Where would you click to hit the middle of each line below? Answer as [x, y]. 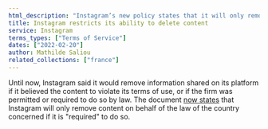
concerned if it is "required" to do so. [69, 116]
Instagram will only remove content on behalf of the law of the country [124, 107]
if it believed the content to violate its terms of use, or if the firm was [120, 91]
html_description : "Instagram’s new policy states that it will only [126, 16]
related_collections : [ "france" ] [64, 61]
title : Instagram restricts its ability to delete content [108, 23]
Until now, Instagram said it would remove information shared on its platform [134, 82]
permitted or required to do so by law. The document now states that [121, 100]
